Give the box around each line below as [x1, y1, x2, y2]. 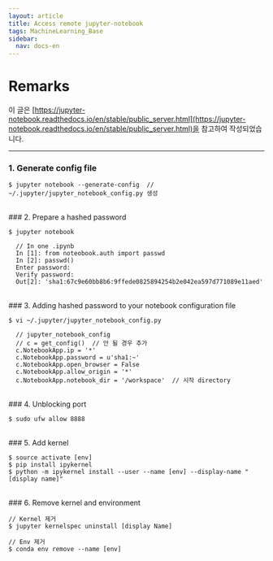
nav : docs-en [15, 42, 60, 50]
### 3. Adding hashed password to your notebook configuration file [8, 301, 236, 311]
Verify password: [15, 271, 75, 279]
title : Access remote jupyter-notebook [8, 20, 144, 28]
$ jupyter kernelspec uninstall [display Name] [8, 522, 173, 531]
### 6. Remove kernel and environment [8, 498, 141, 508]
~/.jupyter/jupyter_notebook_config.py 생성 [8, 189, 158, 198]
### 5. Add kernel [8, 438, 69, 448]
